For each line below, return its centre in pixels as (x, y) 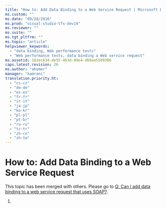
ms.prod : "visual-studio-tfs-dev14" (43, 23)
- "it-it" (20, 102)
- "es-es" (20, 92)
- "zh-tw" (20, 138)
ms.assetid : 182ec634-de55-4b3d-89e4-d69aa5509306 (58, 60)
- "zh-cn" (20, 134)
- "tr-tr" (20, 129)
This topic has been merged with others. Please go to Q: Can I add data (78, 187)
